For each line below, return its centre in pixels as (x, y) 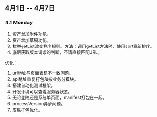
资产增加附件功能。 (32, 34)
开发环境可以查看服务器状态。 (42, 91)
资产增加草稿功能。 (32, 40)
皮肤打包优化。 (27, 110)
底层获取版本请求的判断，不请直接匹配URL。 (57, 52)
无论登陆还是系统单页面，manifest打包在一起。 (59, 97)
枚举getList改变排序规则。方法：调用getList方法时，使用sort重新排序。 (83, 46)
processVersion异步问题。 (38, 103)
